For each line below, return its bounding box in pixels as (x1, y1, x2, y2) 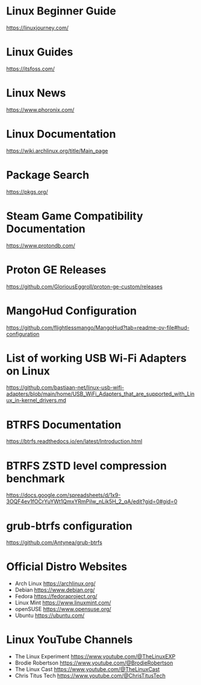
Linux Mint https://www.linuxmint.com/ (14, 599, 111, 606)
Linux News (6, 86, 66, 100)
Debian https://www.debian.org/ (14, 586, 95, 594)
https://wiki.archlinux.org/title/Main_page (6, 147, 108, 154)
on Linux (6, 364, 50, 377)
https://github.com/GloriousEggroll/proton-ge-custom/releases (6, 283, 163, 290)
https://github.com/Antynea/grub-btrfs (6, 539, 102, 546)
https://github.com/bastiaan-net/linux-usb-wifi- (6, 384, 125, 391)
